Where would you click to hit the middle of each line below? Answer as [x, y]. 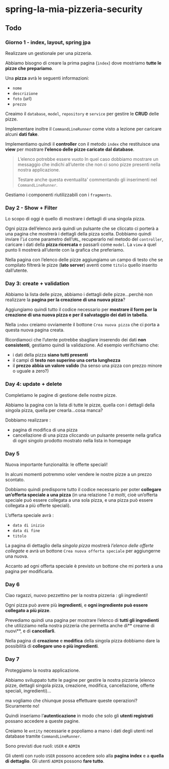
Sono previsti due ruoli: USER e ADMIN [43, 746]
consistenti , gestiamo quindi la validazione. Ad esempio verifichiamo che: [82, 345]
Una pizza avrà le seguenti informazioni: [47, 78]
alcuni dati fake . [22, 134]
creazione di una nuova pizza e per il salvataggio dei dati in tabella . [77, 315]
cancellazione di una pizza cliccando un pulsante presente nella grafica [87, 435]
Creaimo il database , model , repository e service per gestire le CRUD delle [82, 113]
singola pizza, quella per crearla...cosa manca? [54, 410]
